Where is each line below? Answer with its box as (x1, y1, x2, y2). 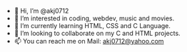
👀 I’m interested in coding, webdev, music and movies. (14, 14, 175, 22)
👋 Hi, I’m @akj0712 (14, 7, 69, 15)
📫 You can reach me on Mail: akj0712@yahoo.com (14, 37, 164, 45)
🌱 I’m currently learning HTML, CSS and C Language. (14, 22, 171, 30)
